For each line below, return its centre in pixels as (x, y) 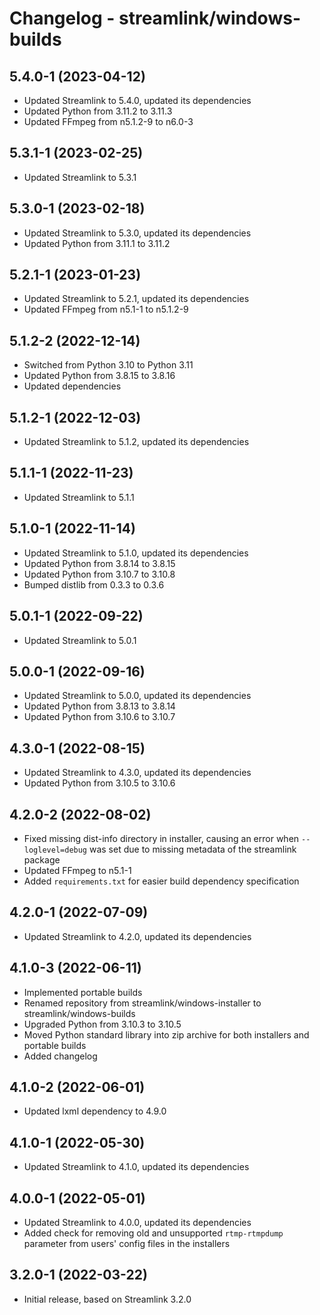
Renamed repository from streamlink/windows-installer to (142, 1003)
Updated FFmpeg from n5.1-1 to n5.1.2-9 (106, 309)
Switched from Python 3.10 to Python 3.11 (108, 365)
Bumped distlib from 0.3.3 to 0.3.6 (94, 584)
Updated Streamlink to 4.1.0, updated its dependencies (136, 1167)
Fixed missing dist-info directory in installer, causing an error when (161, 838)
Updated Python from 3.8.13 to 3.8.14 (99, 706)
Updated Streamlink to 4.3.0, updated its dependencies (137, 773)
